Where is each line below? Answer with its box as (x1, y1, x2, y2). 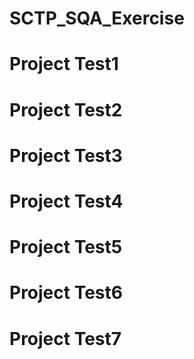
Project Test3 (9, 144, 123, 167)
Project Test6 (9, 282, 123, 304)
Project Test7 (9, 327, 122, 350)
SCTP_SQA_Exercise (9, 7, 185, 30)
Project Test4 (9, 190, 124, 212)
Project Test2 (9, 98, 123, 121)
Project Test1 (9, 53, 119, 76)
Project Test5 (9, 236, 123, 259)
